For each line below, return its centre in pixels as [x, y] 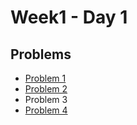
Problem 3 [46, 99]
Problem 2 [46, 89]
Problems [41, 54]
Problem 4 [46, 110]
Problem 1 [45, 78]
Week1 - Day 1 [69, 17]
